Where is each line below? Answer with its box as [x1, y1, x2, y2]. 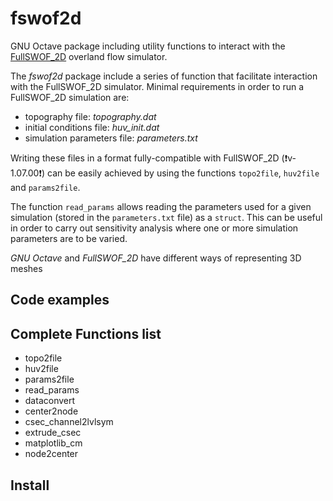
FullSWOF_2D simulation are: [10, 91, 130, 103]
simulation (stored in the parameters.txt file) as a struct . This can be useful [10, 211, 323, 223]
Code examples [10, 292, 110, 309]
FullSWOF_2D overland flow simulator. [10, 50, 168, 62]
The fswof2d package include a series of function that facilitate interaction [10, 70, 318, 82]
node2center [24, 448, 79, 460]
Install [10, 477, 50, 494]
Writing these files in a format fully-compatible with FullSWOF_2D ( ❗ [10, 152, 288, 164]
